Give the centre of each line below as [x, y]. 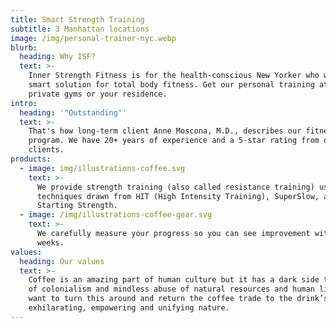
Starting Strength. [77, 206]
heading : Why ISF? [58, 57]
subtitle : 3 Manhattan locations [80, 29]
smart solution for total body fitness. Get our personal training [171, 85]
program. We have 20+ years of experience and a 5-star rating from [174, 141]
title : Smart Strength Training [77, 19]
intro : [24, 103]
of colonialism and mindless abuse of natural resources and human [171, 289]
